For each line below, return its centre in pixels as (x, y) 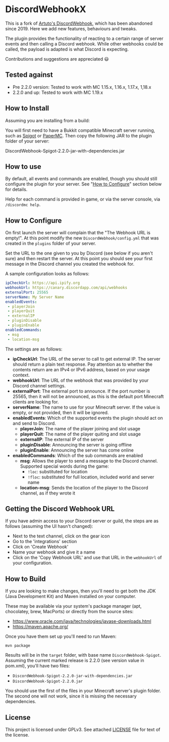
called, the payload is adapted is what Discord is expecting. (67, 49)
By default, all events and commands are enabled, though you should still (81, 179)
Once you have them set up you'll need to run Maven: (61, 636)
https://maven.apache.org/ (40, 627)
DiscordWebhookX (46, 9)
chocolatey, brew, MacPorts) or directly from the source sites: (69, 612)
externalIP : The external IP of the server (62, 439)
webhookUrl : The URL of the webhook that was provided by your (80, 380)
